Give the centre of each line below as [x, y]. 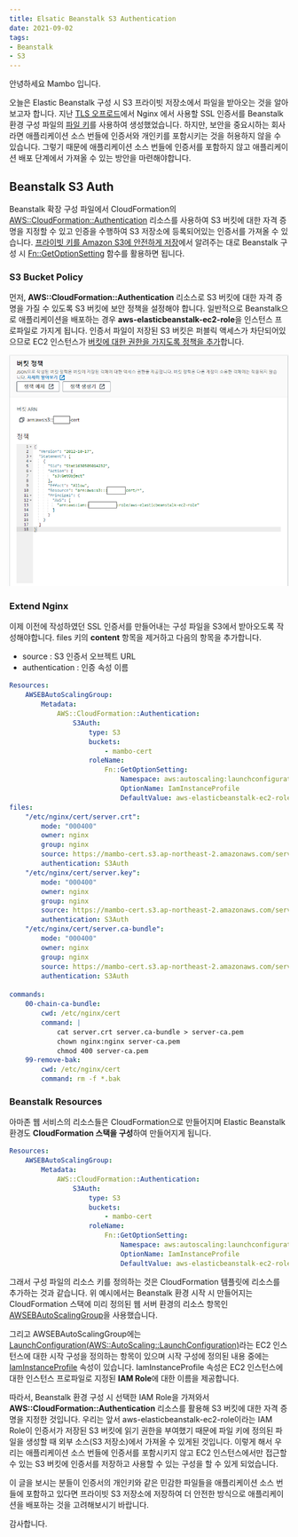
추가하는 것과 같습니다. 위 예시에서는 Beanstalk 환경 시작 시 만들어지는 [131, 1293]
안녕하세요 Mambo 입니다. [55, 83]
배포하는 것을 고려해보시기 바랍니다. [87, 1504]
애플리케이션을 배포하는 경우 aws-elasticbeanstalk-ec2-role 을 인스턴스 [145, 320]
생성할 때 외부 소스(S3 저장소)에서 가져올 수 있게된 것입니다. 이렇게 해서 [149, 1441]
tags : [19, 37]
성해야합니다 [31, 638]
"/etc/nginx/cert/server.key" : [83, 873]
